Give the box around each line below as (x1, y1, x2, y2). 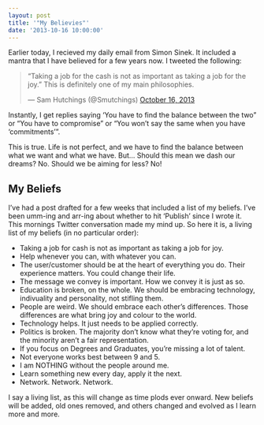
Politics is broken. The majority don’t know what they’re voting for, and (19, 327, 249, 337)
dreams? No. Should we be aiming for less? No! (8, 159, 162, 169)
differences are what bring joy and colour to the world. (19, 311, 197, 320)
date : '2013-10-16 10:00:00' (8, 26, 104, 34)
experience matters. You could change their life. (19, 269, 176, 278)
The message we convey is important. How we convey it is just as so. (19, 277, 246, 286)
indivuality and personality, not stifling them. (19, 293, 164, 304)
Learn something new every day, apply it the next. (19, 369, 183, 378)
